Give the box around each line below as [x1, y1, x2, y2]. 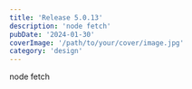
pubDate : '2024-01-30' [9, 30, 95, 39]
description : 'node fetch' [9, 22, 111, 31]
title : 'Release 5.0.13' [9, 13, 103, 22]
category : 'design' [9, 47, 83, 56]
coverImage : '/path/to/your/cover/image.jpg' [9, 38, 184, 48]
